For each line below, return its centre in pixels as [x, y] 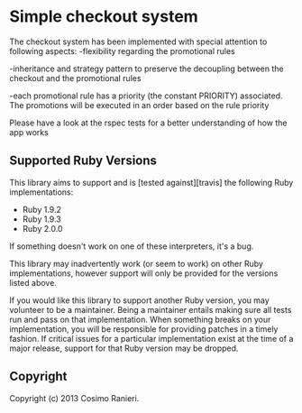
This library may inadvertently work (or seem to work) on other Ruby [137, 263]
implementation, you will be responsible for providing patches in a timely [144, 329]
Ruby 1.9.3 [41, 219]
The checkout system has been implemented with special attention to [138, 41]
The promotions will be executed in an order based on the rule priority [139, 105]
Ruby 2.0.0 [42, 228]
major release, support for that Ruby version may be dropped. [124, 348]
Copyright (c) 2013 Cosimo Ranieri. [74, 398]
